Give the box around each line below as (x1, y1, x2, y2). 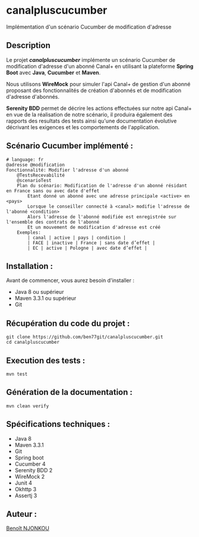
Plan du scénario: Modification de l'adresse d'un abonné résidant (17, 183, 187, 189)
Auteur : (6, 509, 37, 519)
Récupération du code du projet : (6, 318, 130, 328)
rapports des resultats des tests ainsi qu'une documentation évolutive (6, 117, 177, 124)
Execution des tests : (6, 355, 86, 366)
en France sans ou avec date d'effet (6, 188, 100, 194)
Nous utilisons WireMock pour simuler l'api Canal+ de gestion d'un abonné (6, 80, 191, 87)
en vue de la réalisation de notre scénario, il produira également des (6, 111, 173, 118)
